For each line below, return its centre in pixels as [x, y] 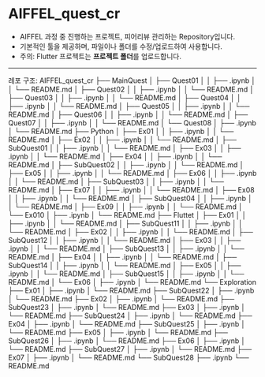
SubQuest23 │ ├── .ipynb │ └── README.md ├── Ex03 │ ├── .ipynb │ [127, 307]
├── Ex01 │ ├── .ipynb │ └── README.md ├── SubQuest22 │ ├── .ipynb [131, 290]
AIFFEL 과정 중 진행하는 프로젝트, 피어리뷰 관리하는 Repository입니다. [127, 36]
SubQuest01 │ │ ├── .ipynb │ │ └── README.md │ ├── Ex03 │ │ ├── [125, 147]
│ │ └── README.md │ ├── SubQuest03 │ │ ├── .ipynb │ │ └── [116, 181]
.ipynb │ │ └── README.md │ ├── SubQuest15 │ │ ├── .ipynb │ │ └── [126, 274]
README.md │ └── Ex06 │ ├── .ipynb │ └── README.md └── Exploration [132, 282]
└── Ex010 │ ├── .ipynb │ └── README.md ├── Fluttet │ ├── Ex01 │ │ [127, 215]
